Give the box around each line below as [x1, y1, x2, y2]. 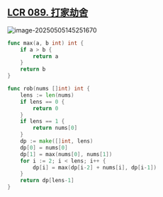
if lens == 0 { [20, 98, 65, 105]
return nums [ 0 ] [33, 124, 78, 132]
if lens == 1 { [20, 118, 65, 125]
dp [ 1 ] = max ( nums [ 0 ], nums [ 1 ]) [20, 150, 113, 157]
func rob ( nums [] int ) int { [7, 85, 91, 92]
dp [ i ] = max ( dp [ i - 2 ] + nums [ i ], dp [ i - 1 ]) [33, 164, 157, 171]
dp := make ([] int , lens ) [20, 138, 94, 145]
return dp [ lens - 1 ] [20, 177, 74, 184]
